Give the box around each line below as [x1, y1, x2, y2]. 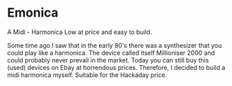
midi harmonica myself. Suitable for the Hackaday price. [7, 71, 168, 79]
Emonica [7, 5, 59, 21]
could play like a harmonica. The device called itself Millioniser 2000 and [7, 49, 215, 57]
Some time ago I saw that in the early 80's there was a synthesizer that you [7, 41, 222, 49]
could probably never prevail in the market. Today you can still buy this [7, 55, 209, 64]
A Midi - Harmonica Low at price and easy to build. [7, 28, 152, 36]
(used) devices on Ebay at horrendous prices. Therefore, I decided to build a [7, 63, 226, 71]
